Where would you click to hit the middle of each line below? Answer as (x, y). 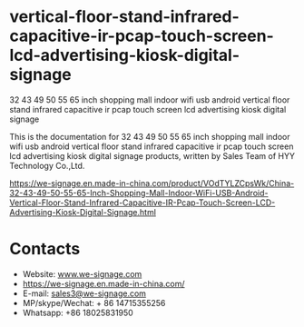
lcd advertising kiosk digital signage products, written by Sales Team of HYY (152, 155)
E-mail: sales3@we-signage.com (84, 293)
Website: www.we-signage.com (82, 273)
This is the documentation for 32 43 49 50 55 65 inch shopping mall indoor (150, 136)
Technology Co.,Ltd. (47, 165)
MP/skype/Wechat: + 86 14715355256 (94, 302)
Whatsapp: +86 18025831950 (78, 312)
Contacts (45, 249)
